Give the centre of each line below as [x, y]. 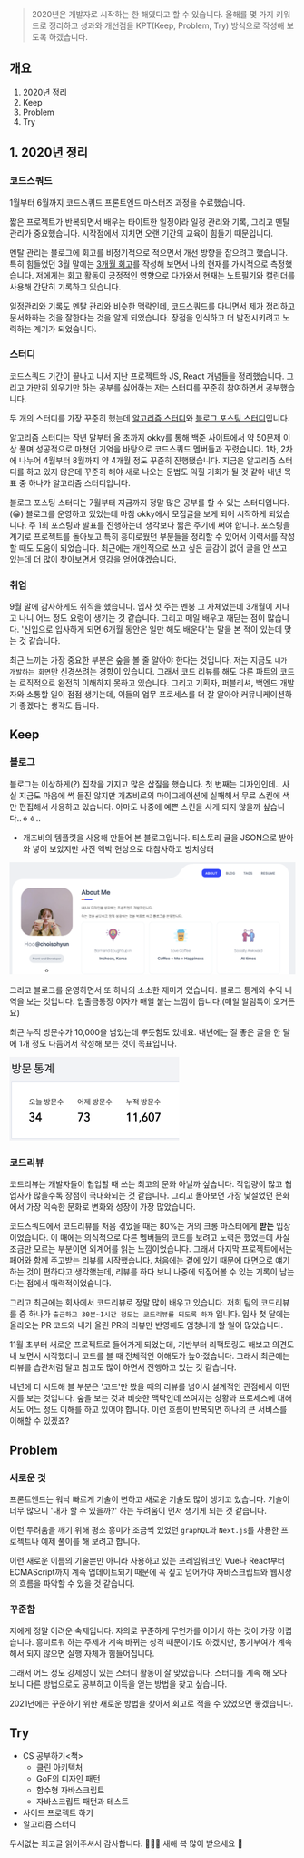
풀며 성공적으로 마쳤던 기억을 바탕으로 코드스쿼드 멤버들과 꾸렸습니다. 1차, [149, 449]
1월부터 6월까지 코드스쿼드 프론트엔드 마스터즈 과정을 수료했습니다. [127, 202]
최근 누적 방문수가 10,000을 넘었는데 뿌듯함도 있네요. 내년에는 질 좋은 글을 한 [145, 1032]
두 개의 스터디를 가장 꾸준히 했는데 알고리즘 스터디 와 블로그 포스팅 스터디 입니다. [150, 418]
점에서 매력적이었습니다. [69, 1284]
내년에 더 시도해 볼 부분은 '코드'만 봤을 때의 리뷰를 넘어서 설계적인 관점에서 [141, 1386]
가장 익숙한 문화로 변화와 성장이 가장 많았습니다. [111, 1207]
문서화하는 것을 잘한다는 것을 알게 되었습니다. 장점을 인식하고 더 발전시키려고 [145, 317]
